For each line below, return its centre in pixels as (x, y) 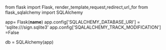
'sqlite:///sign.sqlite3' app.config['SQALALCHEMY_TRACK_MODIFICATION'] (83, 27)
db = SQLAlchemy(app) (29, 42)
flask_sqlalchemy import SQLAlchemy (44, 12)
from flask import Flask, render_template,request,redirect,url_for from (77, 7)
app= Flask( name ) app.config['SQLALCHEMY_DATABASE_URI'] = (73, 22)
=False (12, 32)
